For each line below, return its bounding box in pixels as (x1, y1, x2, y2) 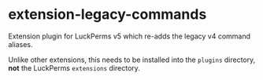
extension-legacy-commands (8, 5, 207, 24)
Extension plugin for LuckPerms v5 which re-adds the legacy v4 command (8, 31, 250, 41)
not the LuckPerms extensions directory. (8, 63, 140, 72)
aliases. (8, 39, 33, 49)
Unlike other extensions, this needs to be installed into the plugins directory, (8, 55, 256, 64)
